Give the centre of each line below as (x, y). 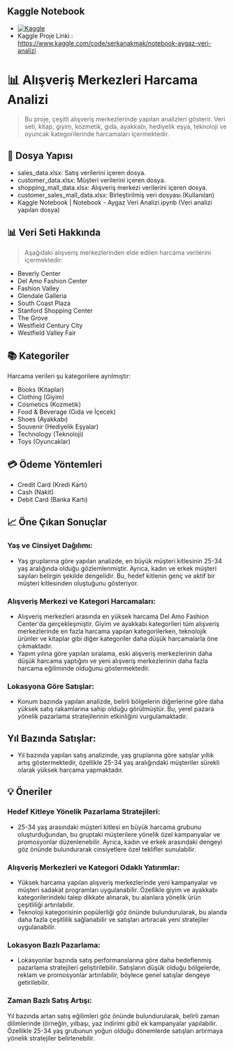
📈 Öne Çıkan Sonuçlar (57, 522)
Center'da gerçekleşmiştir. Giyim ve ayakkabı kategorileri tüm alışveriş (118, 623)
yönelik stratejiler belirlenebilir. (51, 1038)
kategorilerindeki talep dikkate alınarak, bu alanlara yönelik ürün (109, 898)
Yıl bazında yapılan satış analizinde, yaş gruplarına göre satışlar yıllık (116, 755)
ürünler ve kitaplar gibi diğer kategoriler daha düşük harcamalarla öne (118, 639)
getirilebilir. (34, 983)
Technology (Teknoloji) (50, 434)
